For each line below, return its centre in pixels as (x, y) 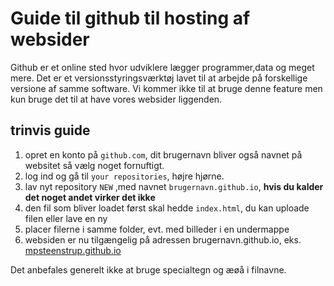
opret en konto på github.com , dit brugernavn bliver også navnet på (163, 154)
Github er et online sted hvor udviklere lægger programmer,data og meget (162, 67)
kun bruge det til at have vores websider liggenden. (116, 99)
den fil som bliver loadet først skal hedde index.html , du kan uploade (167, 208)
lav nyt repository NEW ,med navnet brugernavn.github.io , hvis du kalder (174, 186)
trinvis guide (50, 130)
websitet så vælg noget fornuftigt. (94, 165)
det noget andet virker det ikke (90, 197)
